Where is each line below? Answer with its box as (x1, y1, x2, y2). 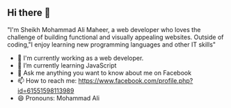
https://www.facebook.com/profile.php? (78, 76, 193, 84)
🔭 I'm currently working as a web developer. (17, 54, 144, 62)
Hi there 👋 (7, 7, 51, 19)
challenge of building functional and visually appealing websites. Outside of (7, 33, 224, 41)
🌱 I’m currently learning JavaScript (17, 61, 117, 70)
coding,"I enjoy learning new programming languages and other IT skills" (7, 40, 216, 49)
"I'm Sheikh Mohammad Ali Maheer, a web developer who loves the (7, 25, 201, 33)
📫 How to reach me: (17, 76, 77, 84)
